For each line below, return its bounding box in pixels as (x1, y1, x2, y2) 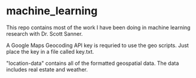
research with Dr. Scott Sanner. (6, 30, 83, 37)
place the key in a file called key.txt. (6, 48, 94, 55)
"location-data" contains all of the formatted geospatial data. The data (6, 60, 179, 67)
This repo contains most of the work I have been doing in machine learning (6, 24, 191, 31)
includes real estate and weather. (6, 65, 88, 73)
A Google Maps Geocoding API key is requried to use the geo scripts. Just (6, 42, 189, 49)
